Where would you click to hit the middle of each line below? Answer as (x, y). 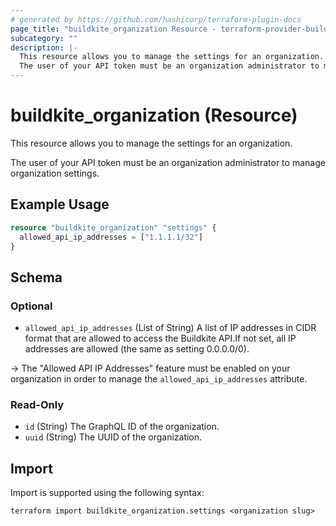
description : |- (44, 47)
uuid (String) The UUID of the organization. (113, 437)
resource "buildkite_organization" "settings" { (113, 227)
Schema (36, 277)
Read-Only (37, 404)
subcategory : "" (44, 38)
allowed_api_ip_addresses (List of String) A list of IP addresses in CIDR (170, 328)
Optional (31, 306)
